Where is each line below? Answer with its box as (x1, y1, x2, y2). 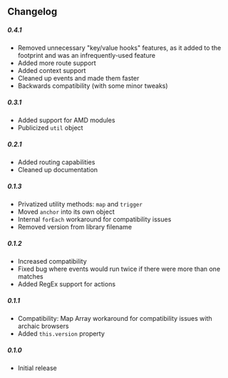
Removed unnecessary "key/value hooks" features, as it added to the (17, 44, 222, 52)
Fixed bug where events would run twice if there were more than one (17, 264, 221, 274)
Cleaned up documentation (17, 166, 98, 174)
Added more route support (17, 59, 96, 67)
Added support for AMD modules (17, 116, 115, 124)
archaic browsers (17, 322, 69, 331)
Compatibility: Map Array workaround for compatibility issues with (17, 314, 212, 323)
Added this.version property (17, 329, 105, 338)
